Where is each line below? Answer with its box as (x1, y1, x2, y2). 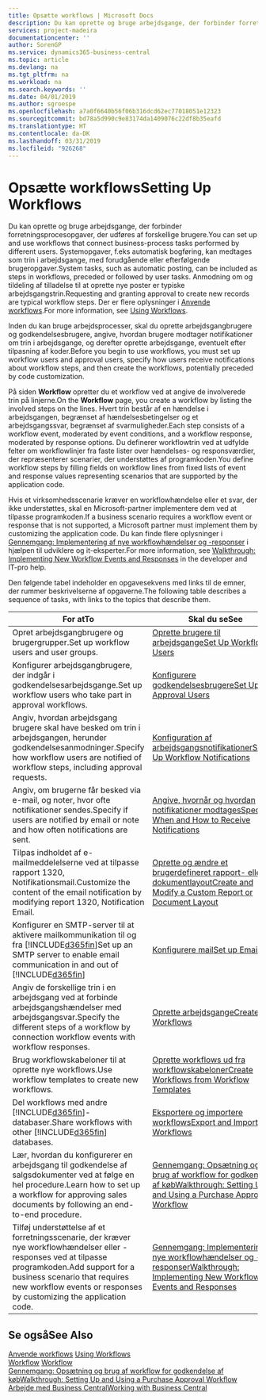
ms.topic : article (8, 56, 69, 64)
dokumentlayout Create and (152, 877, 254, 888)
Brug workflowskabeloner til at (12, 1054, 127, 1065)
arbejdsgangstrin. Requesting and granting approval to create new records (8, 289, 250, 298)
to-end (12, 1209, 40, 1220)
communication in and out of (12, 959, 119, 970)
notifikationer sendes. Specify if (12, 804, 129, 815)
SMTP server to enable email (12, 949, 120, 961)
